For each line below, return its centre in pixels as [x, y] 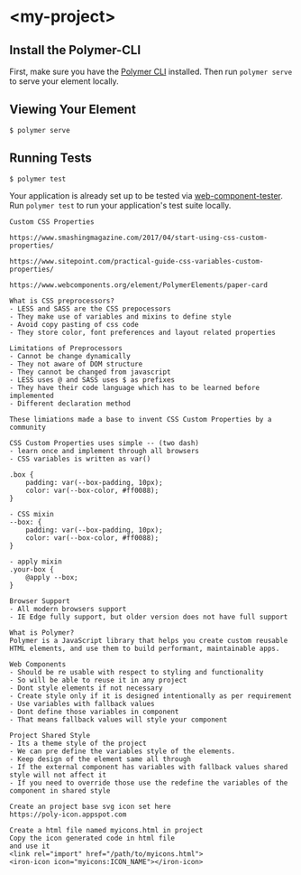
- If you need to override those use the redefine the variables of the [149, 783]
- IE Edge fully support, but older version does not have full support [149, 617]
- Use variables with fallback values [82, 703]
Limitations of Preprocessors [66, 348]
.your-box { [32, 569]
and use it [30, 846]
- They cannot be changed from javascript [90, 372]
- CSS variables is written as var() [80, 459]
